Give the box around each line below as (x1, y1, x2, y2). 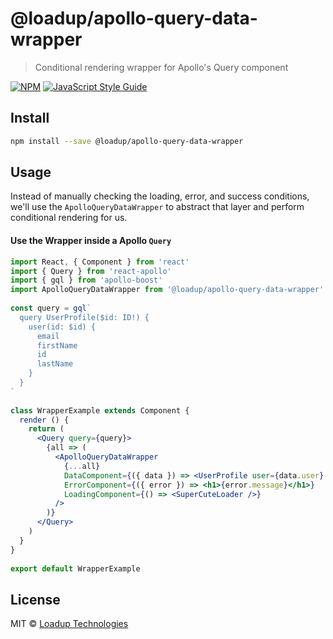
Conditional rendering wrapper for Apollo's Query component (34, 61, 289, 73)
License (10, 591, 61, 608)
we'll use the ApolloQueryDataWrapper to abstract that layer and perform (10, 201, 305, 213)
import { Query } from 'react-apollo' (10, 266, 172, 276)
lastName (36, 359, 74, 369)
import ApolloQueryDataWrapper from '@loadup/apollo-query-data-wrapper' (10, 285, 325, 295)
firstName (36, 340, 78, 351)
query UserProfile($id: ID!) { (19, 312, 150, 322)
